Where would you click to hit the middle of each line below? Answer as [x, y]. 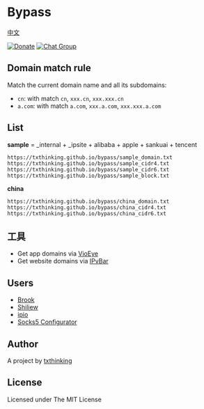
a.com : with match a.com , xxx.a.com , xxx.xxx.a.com [89, 106]
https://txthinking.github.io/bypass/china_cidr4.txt [87, 207]
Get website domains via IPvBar [63, 261]
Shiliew [28, 307]
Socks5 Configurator [47, 322]
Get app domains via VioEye [58, 254]
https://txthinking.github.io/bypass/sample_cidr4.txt [88, 163]
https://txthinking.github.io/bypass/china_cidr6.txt [87, 213]
